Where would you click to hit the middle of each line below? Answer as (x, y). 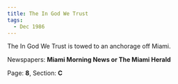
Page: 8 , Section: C (35, 73)
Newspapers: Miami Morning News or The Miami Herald (89, 60)
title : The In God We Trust (48, 14)
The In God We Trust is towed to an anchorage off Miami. (89, 47)
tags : (15, 20)
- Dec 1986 (29, 26)
